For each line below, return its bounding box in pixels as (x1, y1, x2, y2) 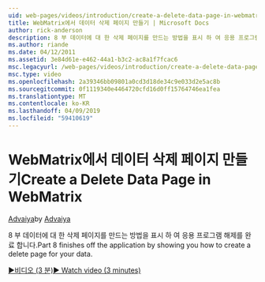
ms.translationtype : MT (8, 92, 87, 100)
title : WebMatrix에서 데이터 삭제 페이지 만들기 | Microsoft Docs (8, 19, 210, 27)
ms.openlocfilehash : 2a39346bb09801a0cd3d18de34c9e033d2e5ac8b (8, 77, 221, 85)
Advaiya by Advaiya (8, 214, 71, 224)
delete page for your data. (8, 249, 93, 258)
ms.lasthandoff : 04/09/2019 (8, 107, 101, 115)
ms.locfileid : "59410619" (8, 115, 93, 122)
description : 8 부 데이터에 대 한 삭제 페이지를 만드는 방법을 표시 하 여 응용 (8, 33, 235, 42)
